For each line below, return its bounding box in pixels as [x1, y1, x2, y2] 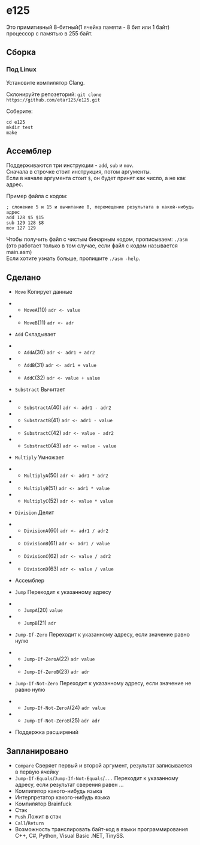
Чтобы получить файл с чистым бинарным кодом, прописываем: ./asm [6, 235, 188, 243]
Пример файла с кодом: [6, 193, 68, 200]
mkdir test [6, 124, 34, 130]
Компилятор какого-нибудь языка [14, 787, 102, 795]
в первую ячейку [14, 768, 59, 775]
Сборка [6, 47, 36, 58]
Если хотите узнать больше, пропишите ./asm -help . [6, 255, 141, 262]
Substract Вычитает [14, 386, 66, 393]
